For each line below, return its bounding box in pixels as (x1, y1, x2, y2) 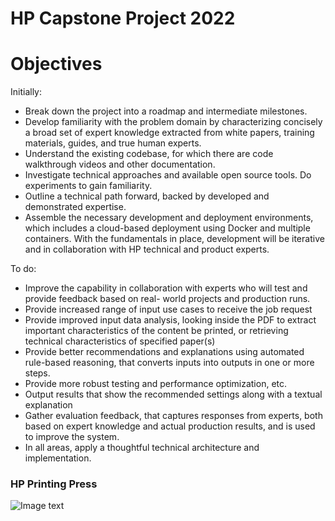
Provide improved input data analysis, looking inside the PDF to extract (24, 314, 317, 326)
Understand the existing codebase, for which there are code (24, 148, 274, 160)
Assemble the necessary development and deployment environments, (24, 212, 314, 224)
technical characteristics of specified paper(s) (24, 335, 216, 347)
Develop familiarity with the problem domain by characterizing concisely (24, 116, 323, 128)
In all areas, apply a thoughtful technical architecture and (24, 442, 260, 454)
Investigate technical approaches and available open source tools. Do (24, 169, 312, 181)
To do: (10, 263, 37, 275)
